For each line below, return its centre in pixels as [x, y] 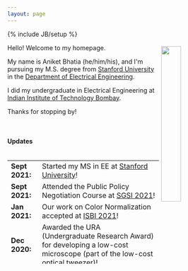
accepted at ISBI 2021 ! [80, 215]
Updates [20, 142]
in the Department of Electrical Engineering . [71, 76]
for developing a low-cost [85, 245]
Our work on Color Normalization [97, 207]
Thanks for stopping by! [42, 111]
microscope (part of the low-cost [98, 253]
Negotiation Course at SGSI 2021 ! [99, 195]
